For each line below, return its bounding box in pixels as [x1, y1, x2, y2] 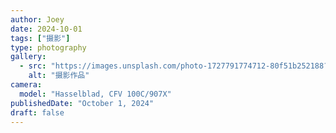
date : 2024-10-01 [10, 24, 83, 34]
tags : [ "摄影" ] [10, 33, 71, 43]
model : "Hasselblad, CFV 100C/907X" [19, 89, 172, 99]
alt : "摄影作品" [28, 71, 90, 81]
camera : [10, 80, 43, 90]
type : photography [10, 42, 87, 53]
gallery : [10, 52, 47, 62]
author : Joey [10, 14, 65, 25]
